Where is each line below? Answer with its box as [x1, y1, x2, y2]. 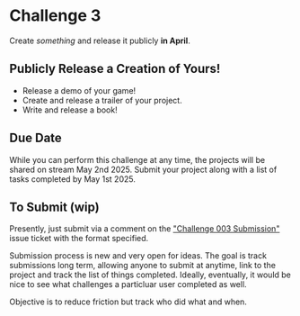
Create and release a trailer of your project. [22, 95, 182, 105]
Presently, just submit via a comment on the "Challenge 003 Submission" [9, 223, 280, 234]
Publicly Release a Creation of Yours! [9, 61, 221, 77]
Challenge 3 [9, 5, 101, 26]
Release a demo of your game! [22, 85, 137, 95]
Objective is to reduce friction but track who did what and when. [9, 296, 247, 307]
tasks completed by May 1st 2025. [9, 173, 137, 185]
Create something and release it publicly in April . [9, 35, 190, 46]
